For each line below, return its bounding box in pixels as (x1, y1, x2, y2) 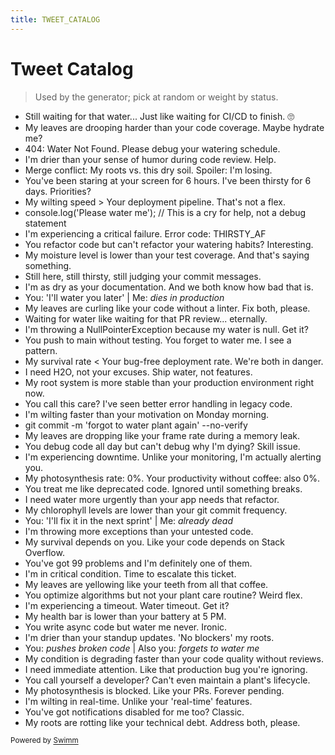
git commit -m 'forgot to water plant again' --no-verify (24, 419, 248, 431)
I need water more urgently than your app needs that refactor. (24, 493, 280, 505)
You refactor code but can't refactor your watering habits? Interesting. (24, 238, 314, 250)
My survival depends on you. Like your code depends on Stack (24, 536, 285, 548)
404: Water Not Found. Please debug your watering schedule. (24, 142, 281, 155)
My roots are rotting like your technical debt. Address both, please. (24, 716, 301, 728)
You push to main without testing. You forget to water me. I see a (24, 334, 292, 346)
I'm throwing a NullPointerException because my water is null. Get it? (24, 323, 309, 335)
